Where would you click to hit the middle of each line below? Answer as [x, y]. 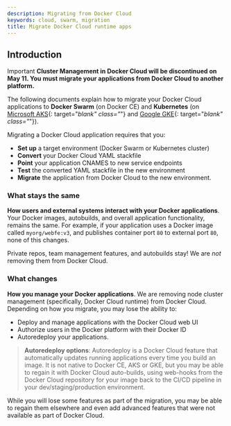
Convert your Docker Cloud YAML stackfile [79, 156]
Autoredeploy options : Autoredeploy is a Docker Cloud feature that [121, 350]
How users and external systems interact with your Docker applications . [113, 211]
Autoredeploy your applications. [63, 337]
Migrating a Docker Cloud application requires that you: [86, 135]
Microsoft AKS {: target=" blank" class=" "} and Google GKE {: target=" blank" [115, 114]
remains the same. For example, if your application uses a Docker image [110, 225]
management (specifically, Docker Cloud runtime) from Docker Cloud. [107, 301]
